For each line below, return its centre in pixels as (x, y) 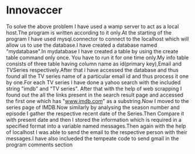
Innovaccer (34, 10)
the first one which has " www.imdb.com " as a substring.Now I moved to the (97, 101)
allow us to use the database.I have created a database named (81, 45)
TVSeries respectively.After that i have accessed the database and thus (92, 70)
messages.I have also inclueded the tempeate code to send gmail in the (93, 138)
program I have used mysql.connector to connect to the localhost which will (97, 39)
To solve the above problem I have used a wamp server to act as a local (93, 26)
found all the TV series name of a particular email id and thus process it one (97, 76)
